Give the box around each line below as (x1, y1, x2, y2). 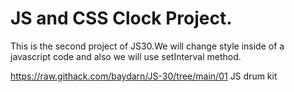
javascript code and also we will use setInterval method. (10, 50, 242, 62)
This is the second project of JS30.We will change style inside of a (10, 40, 285, 52)
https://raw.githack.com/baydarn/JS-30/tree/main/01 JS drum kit (10, 70, 278, 82)
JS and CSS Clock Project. (10, 7, 233, 30)
